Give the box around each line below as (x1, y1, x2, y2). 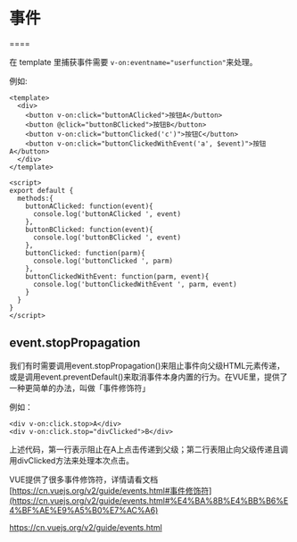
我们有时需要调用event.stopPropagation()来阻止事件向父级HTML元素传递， (9, 360, 285, 371)
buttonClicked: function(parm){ (25, 248, 145, 257)
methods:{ (17, 194, 54, 203)
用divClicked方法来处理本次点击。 (9, 454, 134, 465)
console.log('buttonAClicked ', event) (32, 209, 181, 219)
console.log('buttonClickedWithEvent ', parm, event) (32, 279, 238, 288)
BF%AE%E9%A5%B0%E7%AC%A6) (21, 504, 159, 515)
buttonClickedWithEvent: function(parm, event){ (25, 271, 210, 281)
